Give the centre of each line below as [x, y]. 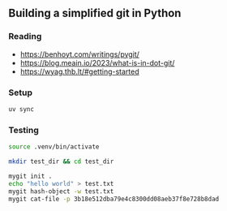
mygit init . [30, 176]
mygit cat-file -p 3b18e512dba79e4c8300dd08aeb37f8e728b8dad [114, 199]
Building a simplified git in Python [95, 13]
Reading [25, 37]
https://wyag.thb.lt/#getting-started [79, 71]
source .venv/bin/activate [54, 147]
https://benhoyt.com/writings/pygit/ [80, 54]
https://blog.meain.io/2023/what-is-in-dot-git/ [97, 62]
